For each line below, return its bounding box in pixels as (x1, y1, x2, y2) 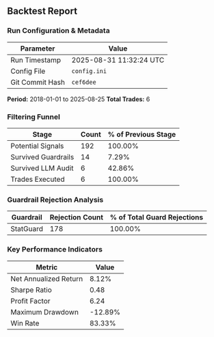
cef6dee (71, 78, 97, 86)
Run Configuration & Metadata (7, 26, 111, 36)
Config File (10, 66, 46, 76)
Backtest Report (7, 5, 77, 17)
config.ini (71, 67, 107, 75)
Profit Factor (10, 296, 51, 306)
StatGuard (10, 224, 43, 234)
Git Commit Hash (10, 77, 65, 87)
